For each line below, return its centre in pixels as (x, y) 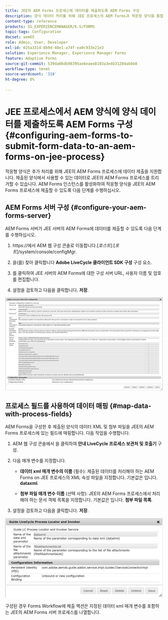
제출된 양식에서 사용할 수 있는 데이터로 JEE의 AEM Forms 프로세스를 (83, 177)
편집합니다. (29, 279)
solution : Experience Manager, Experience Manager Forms (66, 53)
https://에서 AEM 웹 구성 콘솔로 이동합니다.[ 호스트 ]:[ (64, 245)
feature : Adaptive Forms (31, 58)
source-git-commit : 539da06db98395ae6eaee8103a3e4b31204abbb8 (71, 64)
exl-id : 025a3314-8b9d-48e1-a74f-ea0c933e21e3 (54, 48)
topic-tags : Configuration (33, 32)
